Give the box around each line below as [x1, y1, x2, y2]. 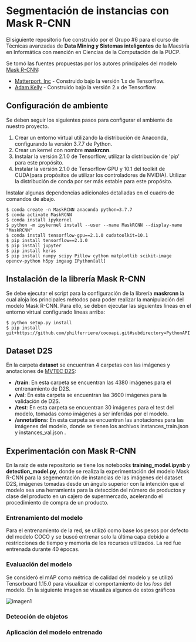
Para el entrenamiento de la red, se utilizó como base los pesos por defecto [6, 527, 189, 534]
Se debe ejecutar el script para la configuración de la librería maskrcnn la [6, 290, 185, 297]
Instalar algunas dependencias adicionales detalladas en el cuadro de [6, 189, 175, 196]
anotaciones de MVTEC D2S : [6, 368, 76, 375]
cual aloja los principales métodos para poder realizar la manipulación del [6, 295, 184, 303]
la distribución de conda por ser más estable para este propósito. [14, 177, 173, 184]
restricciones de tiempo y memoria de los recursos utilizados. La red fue [6, 539, 181, 547]
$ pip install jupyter [6, 243, 62, 248]
